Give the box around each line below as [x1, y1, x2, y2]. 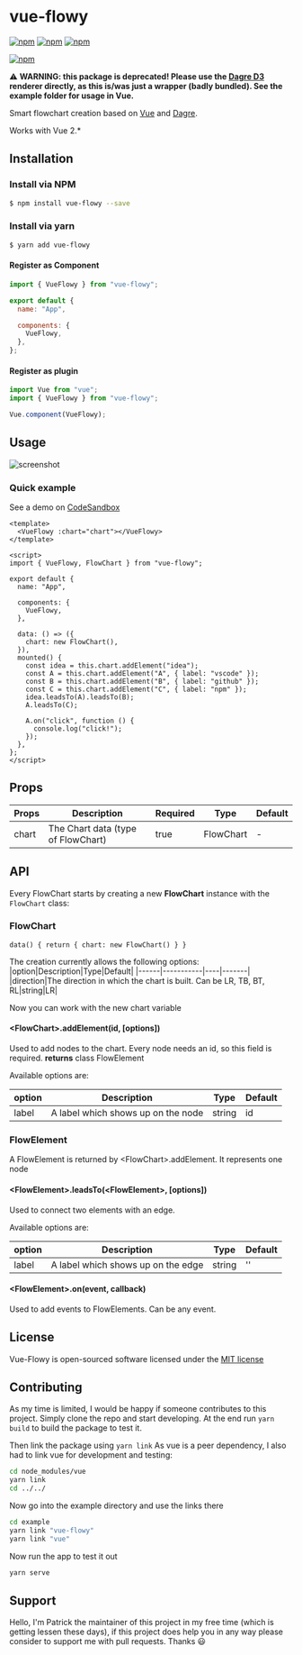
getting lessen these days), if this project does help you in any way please [9, 1626, 283, 1637]
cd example [9, 1518, 50, 1527]
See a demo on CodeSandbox [9, 502, 120, 513]
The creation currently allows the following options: [9, 956, 200, 967]
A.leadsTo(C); [25, 700, 78, 709]
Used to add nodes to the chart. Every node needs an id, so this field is [9, 1043, 272, 1054]
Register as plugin [9, 365, 79, 376]
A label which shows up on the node [50, 1106, 204, 1119]
